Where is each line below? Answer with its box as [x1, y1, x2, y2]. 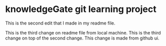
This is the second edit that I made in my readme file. [5, 20, 116, 26]
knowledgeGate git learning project [5, 3, 156, 15]
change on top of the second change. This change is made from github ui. [5, 35, 160, 41]
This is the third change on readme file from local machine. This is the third [5, 29, 161, 35]
